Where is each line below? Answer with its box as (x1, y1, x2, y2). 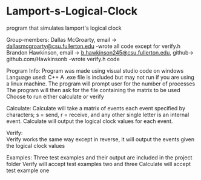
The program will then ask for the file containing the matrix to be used (6, 86, 180, 93)
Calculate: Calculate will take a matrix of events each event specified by (6, 104, 186, 112)
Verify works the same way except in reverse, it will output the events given (6, 135, 195, 143)
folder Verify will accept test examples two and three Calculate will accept (6, 160, 191, 167)
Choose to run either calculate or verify (6, 93, 104, 100)
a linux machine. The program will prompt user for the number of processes (6, 80, 196, 87)
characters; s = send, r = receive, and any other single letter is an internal (6, 111, 189, 118)
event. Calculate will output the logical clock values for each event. (6, 117, 173, 125)
